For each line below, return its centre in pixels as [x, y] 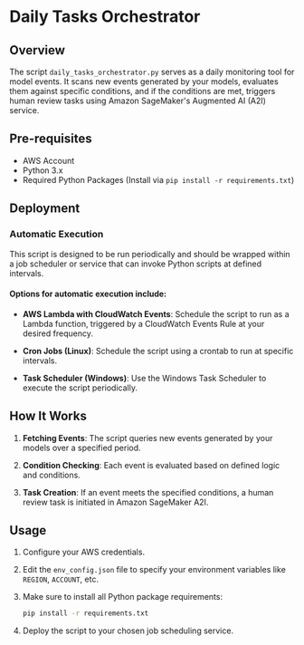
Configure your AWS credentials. [84, 552]
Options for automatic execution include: [88, 294]
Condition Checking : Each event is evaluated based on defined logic [151, 465]
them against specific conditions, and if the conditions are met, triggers [142, 91]
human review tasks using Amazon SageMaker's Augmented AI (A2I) [138, 101]
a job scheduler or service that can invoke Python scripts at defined [136, 264]
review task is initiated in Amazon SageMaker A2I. [115, 502]
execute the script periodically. [80, 388]
